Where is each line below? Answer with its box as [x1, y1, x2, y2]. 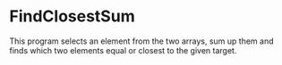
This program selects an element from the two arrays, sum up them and [9, 36, 275, 46]
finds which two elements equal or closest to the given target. [9, 45, 237, 55]
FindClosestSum [9, 6, 136, 27]
